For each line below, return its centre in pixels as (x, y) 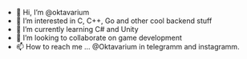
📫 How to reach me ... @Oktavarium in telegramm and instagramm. (128, 47)
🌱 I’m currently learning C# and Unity (77, 29)
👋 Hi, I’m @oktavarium (53, 12)
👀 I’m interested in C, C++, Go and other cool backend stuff (114, 21)
